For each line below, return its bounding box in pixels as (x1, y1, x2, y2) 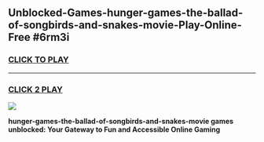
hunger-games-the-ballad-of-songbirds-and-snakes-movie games (8, 116, 234, 126)
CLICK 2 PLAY (8, 84, 63, 95)
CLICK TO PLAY (8, 54, 69, 65)
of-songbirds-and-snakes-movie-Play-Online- (8, 19, 242, 32)
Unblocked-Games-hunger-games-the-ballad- (8, 6, 244, 20)
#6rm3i (32, 31, 70, 44)
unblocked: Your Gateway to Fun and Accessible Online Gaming (8, 125, 221, 134)
